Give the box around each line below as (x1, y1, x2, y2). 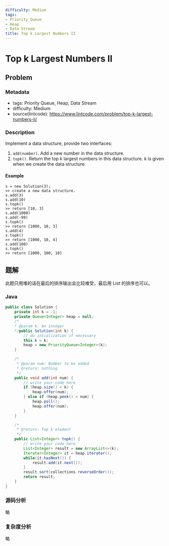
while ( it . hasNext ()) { (23, 456, 71, 461)
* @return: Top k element (16, 427, 71, 432)
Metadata (5, 88, 29, 96)
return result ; (23, 474, 56, 479)
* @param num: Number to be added (16, 361, 90, 367)
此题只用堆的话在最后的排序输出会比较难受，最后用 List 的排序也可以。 (5, 280, 153, 286)
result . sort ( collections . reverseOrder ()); (23, 470, 114, 475)
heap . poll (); (32, 399, 60, 404)
